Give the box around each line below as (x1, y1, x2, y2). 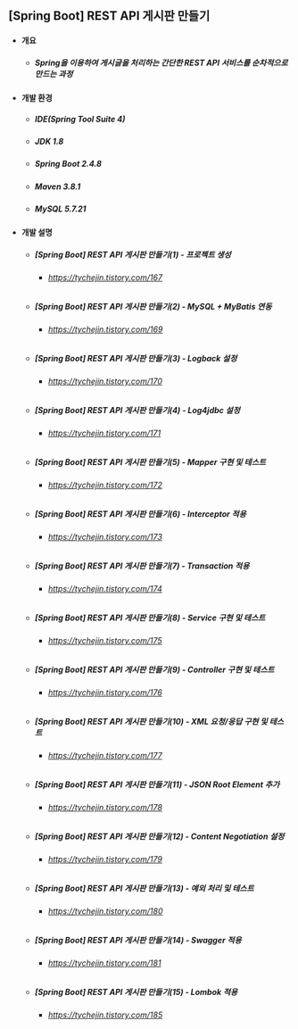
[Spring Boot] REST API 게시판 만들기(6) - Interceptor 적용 (34, 508, 247, 519)
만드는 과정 (34, 68, 73, 79)
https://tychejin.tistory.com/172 (47, 480, 162, 491)
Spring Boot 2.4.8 (34, 159, 102, 170)
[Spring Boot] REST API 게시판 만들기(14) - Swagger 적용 (34, 934, 242, 945)
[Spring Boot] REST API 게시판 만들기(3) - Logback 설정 (34, 353, 237, 363)
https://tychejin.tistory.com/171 (47, 427, 161, 439)
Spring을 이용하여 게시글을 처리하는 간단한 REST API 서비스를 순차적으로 (34, 57, 288, 68)
